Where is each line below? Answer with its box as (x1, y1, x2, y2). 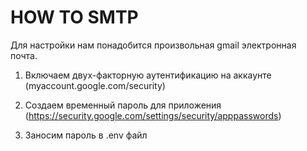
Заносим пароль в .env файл (24, 129, 148, 141)
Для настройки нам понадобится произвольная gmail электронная (10, 39, 297, 51)
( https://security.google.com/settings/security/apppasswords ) (24, 109, 282, 121)
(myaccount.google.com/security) (24, 79, 166, 91)
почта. (10, 49, 38, 61)
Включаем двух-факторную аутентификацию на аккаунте (24, 69, 272, 81)
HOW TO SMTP (10, 6, 139, 29)
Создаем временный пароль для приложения (24, 99, 222, 111)
